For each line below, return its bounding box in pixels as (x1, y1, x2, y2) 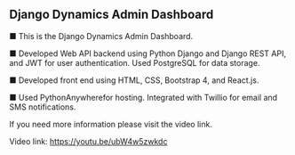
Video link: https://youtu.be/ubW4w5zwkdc (9, 135, 168, 146)
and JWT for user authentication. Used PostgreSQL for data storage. (9, 57, 260, 68)
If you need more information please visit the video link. (9, 118, 213, 129)
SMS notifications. (9, 102, 76, 112)
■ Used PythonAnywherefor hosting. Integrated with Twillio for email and (9, 92, 278, 102)
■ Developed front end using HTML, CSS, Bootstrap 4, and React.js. (9, 75, 259, 86)
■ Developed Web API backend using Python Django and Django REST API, (9, 48, 287, 59)
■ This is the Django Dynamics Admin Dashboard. (9, 30, 194, 41)
